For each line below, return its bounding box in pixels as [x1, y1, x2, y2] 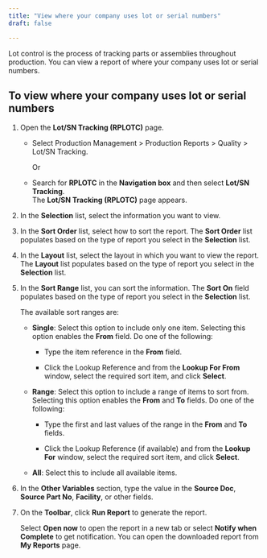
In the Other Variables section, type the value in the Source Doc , [19, 484, 236, 494]
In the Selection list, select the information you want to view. [19, 211, 221, 221]
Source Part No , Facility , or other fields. [19, 492, 154, 502]
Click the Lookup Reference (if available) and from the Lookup [43, 444, 251, 453]
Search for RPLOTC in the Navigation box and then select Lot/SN [31, 178, 250, 188]
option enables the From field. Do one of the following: [31, 332, 213, 341]
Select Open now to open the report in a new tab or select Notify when [19, 523, 257, 533]
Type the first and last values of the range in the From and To [43, 420, 248, 429]
